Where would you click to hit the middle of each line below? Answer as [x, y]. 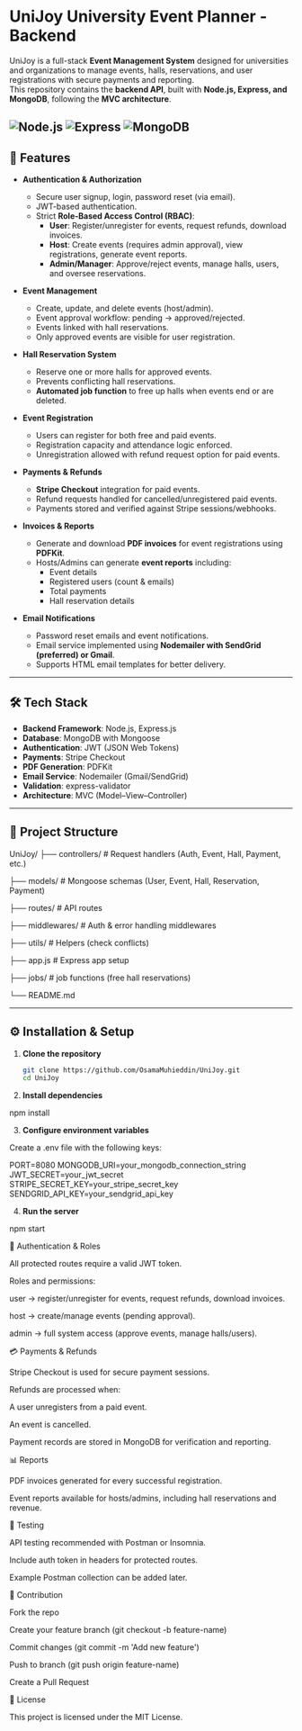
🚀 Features [40, 158]
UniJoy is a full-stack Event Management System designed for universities [149, 60]
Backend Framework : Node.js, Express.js [99, 728]
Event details [73, 572]
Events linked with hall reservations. [102, 328]
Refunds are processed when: [65, 1390]
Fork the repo [35, 1612]
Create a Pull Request [49, 1682]
